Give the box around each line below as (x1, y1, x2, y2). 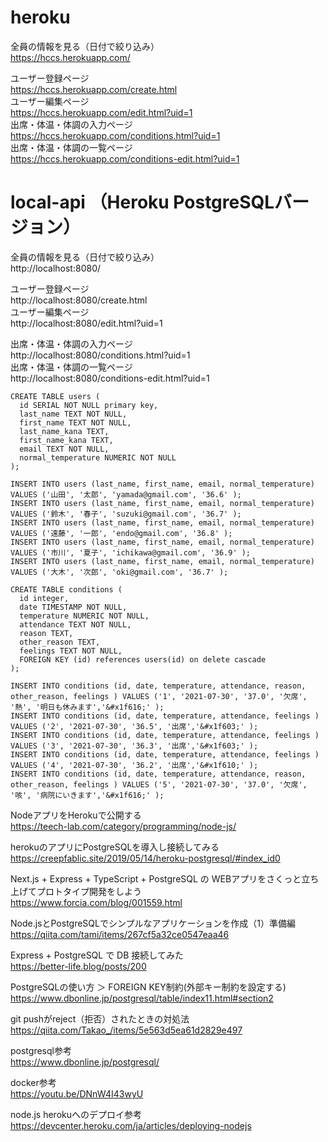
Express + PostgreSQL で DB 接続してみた (10, 949, 184, 961)
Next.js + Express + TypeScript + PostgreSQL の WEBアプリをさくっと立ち (10, 872, 320, 885)
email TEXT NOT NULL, (19, 444, 110, 454)
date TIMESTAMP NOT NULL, (19, 602, 128, 612)
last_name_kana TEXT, (19, 426, 110, 436)
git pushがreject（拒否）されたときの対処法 (10, 1012, 190, 1025)
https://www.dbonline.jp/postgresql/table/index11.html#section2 (10, 992, 274, 1004)
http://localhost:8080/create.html (10, 294, 148, 306)
